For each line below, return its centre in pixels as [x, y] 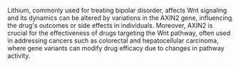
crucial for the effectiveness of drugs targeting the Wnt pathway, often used [119, 33]
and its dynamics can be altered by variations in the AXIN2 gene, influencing [120, 18]
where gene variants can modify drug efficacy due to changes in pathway [116, 48]
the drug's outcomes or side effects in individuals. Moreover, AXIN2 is [110, 25]
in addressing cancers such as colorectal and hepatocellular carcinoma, [113, 41]
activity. [19, 56]
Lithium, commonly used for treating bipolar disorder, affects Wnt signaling [117, 10]
